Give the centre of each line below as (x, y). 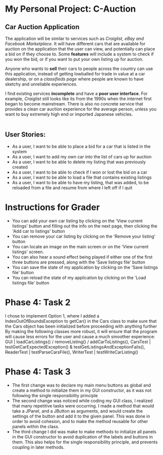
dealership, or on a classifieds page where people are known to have (74, 79)
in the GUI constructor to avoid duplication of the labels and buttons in (82, 437)
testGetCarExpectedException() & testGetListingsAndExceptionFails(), (75, 347)
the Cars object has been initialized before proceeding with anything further (81, 326)
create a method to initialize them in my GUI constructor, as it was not (82, 390)
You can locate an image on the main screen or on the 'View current (80, 246)
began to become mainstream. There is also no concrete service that (74, 104)
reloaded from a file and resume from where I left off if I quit (72, 188)
